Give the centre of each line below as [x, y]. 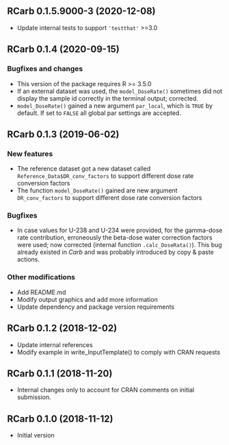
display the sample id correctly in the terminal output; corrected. [107, 98]
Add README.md [41, 292]
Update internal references [55, 344]
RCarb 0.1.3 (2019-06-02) [63, 134]
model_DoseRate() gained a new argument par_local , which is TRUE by [115, 105]
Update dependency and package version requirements [96, 307]
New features [30, 153]
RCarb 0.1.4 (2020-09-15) [63, 50]
